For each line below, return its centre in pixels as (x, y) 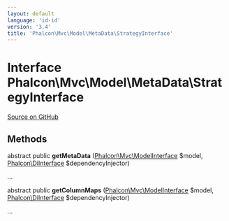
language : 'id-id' (34, 20)
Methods (27, 139)
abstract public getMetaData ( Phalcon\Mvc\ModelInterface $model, (105, 156)
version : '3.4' (29, 27)
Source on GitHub (33, 117)
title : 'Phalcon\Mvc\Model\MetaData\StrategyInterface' (90, 33)
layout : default (31, 14)
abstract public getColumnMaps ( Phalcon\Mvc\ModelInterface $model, (111, 190)
